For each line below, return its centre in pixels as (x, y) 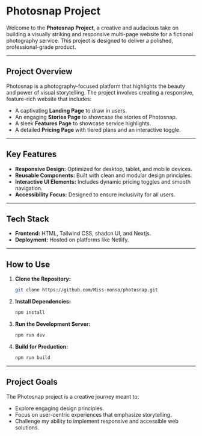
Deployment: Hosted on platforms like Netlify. (72, 240)
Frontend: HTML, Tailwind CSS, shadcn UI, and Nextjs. (83, 234)
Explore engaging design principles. (59, 408)
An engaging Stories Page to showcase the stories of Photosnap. (96, 117)
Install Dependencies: (43, 302)
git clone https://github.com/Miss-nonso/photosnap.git (86, 290)
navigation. (29, 188)
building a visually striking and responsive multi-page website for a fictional (100, 34)
